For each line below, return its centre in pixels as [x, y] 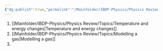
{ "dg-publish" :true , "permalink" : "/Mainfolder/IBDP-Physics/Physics [74, 9]
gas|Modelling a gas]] [33, 39]
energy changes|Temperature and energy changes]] [64, 28]
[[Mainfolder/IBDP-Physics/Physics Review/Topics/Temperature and [80, 23]
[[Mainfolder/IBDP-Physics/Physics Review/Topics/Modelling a [74, 34]
